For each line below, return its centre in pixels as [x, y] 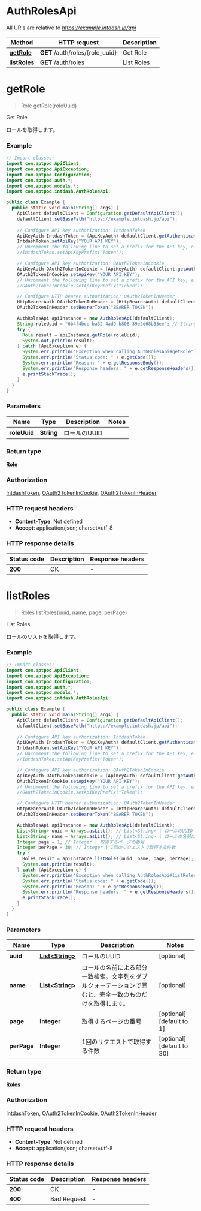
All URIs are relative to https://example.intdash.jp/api [71, 28]
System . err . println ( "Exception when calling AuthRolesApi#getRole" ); [110, 352]
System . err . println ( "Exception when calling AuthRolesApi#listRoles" [110, 875]
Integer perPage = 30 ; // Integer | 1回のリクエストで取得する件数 [96, 848]
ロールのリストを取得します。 [43, 636]
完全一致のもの [121, 995]
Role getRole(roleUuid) [49, 106]
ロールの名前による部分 [115, 968]
